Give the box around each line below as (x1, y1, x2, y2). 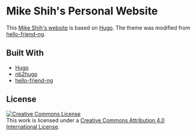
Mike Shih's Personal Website (6, 4, 158, 18)
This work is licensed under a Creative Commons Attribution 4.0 (6, 116, 165, 124)
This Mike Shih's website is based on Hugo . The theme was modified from (6, 24, 191, 31)
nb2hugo (14, 70, 38, 78)
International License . (6, 123, 60, 130)
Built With (6, 48, 44, 58)
